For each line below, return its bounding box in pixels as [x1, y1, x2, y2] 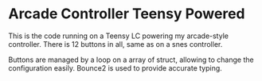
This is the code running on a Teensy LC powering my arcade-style [8, 31, 229, 40]
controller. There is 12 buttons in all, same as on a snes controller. [8, 39, 223, 48]
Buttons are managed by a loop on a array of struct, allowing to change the [8, 55, 254, 64]
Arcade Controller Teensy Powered [8, 5, 245, 23]
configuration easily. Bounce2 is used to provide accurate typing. [8, 63, 223, 72]
